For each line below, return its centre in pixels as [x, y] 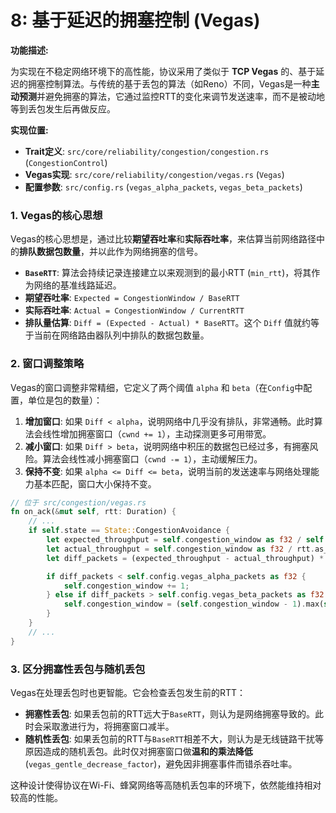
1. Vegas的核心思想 [56, 215]
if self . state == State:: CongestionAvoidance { [129, 531]
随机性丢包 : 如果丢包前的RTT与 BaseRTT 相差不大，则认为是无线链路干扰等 [174, 738]
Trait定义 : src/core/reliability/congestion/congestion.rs [147, 151]
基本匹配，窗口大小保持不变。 [95, 483]
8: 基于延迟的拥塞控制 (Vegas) [135, 20]
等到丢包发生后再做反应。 [63, 108]
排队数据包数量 [50, 252]
